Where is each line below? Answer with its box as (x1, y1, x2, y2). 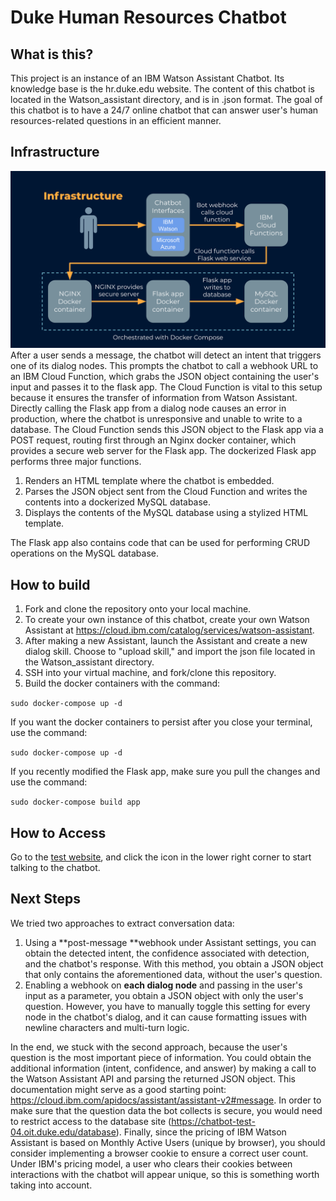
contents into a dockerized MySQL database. (24, 496, 212, 508)
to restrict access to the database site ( (10, 1115, 172, 1127)
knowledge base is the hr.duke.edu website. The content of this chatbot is (10, 83, 316, 95)
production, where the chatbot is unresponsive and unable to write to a (10, 413, 303, 425)
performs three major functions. (10, 456, 142, 468)
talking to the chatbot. (10, 861, 101, 873)
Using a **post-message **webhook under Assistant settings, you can (24, 936, 317, 948)
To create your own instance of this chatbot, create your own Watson (24, 614, 310, 626)
